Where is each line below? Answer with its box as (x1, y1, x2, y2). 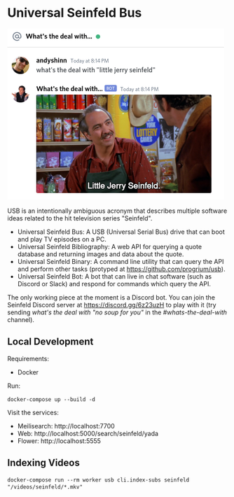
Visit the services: (7, 408, 60, 416)
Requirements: (7, 354, 49, 363)
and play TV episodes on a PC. (17, 234, 107, 243)
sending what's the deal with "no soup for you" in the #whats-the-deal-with (7, 308, 228, 316)
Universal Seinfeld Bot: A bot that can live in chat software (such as (17, 272, 212, 281)
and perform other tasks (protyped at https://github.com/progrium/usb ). (17, 265, 226, 273)
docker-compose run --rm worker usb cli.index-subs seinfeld (7, 476, 190, 484)
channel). (7, 315, 35, 323)
